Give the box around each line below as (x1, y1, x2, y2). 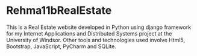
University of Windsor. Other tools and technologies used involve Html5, (6, 36, 186, 43)
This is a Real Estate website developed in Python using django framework (6, 23, 192, 31)
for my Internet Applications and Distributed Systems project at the (6, 30, 172, 37)
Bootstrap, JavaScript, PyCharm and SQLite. (6, 43, 116, 50)
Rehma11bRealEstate (6, 4, 112, 17)
